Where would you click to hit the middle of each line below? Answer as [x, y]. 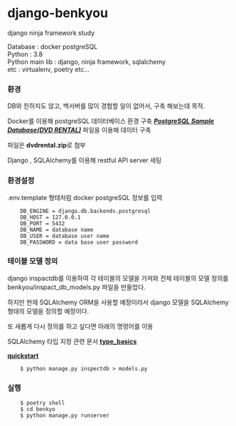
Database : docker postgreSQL [53, 46]
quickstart [23, 355]
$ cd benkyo [38, 410]
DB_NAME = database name [57, 229]
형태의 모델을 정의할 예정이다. [48, 311]
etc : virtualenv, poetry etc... [49, 69]
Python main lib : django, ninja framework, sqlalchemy [86, 61]
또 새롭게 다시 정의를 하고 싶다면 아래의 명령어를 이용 [80, 326]
